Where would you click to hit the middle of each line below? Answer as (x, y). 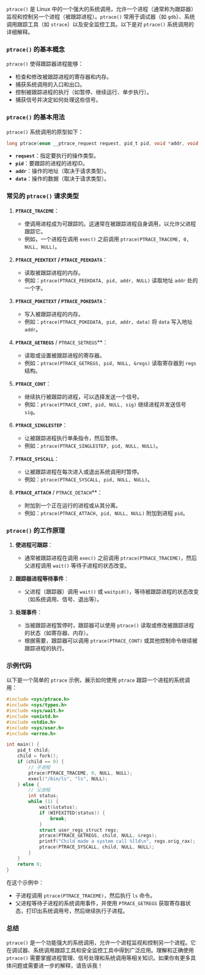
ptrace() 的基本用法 (36, 117)
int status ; (44, 796)
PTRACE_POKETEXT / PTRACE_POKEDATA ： (61, 301)
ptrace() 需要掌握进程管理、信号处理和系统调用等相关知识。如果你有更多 (99, 958)
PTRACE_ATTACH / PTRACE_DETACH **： (59, 492)
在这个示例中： (25, 882)
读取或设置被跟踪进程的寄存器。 (65, 355)
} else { (28, 785)
